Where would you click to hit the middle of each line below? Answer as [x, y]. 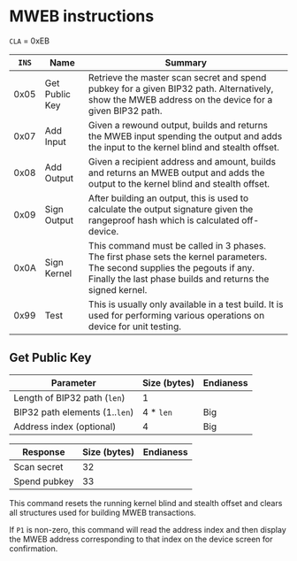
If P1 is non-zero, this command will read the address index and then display [148, 529]
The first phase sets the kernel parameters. [178, 257]
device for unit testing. [134, 327]
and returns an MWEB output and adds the [176, 173]
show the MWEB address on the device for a [180, 99]
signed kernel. [118, 289]
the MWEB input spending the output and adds [185, 136]
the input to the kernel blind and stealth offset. [184, 147]
